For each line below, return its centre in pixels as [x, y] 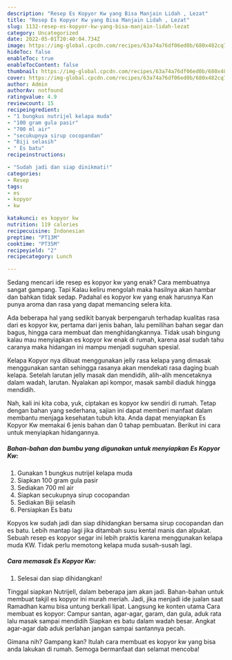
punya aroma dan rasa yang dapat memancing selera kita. [90, 304]
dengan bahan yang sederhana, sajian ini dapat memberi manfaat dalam [110, 411]
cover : [17, 78]
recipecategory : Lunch [40, 257]
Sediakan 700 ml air [45, 488]
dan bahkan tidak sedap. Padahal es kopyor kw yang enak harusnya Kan [110, 297]
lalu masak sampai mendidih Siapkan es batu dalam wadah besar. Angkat [112, 621]
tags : [15, 186]
